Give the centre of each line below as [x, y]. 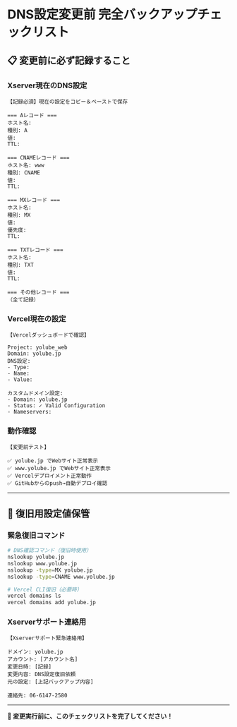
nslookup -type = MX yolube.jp [50, 570]
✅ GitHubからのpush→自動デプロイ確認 [57, 483]
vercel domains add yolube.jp [52, 603]
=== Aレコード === [32, 115]
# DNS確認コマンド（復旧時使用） [49, 551]
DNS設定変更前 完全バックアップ [102, 14]
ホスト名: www [26, 165]
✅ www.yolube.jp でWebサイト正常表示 [59, 469]
